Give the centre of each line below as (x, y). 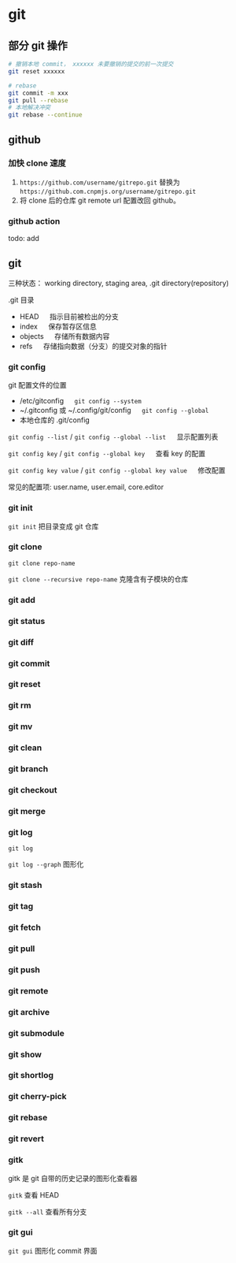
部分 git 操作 (38, 45)
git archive (29, 1012)
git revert (26, 1139)
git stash (25, 886)
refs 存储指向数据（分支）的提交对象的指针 (93, 346)
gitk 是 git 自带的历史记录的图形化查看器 (73, 1178)
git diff (21, 642)
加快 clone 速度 (37, 163)
